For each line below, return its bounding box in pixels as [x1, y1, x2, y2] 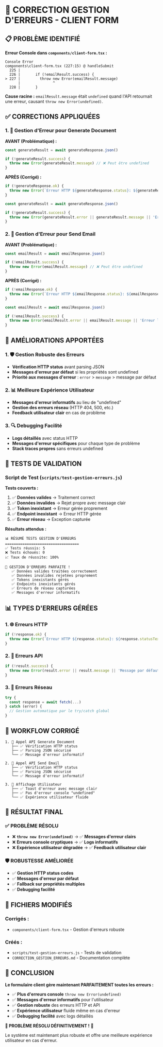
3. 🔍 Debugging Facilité [5, 422, 62, 429]
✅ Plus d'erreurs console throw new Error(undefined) [12, 991, 122, 997]
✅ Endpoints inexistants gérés [11, 582, 76, 587]
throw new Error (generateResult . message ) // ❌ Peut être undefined [9, 161, 149, 166]
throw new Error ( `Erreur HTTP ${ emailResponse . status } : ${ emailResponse [9, 292, 160, 296]
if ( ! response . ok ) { [5, 632, 47, 637]
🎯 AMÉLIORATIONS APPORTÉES [5, 336, 104, 344]
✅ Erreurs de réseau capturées [11, 586, 76, 591]
